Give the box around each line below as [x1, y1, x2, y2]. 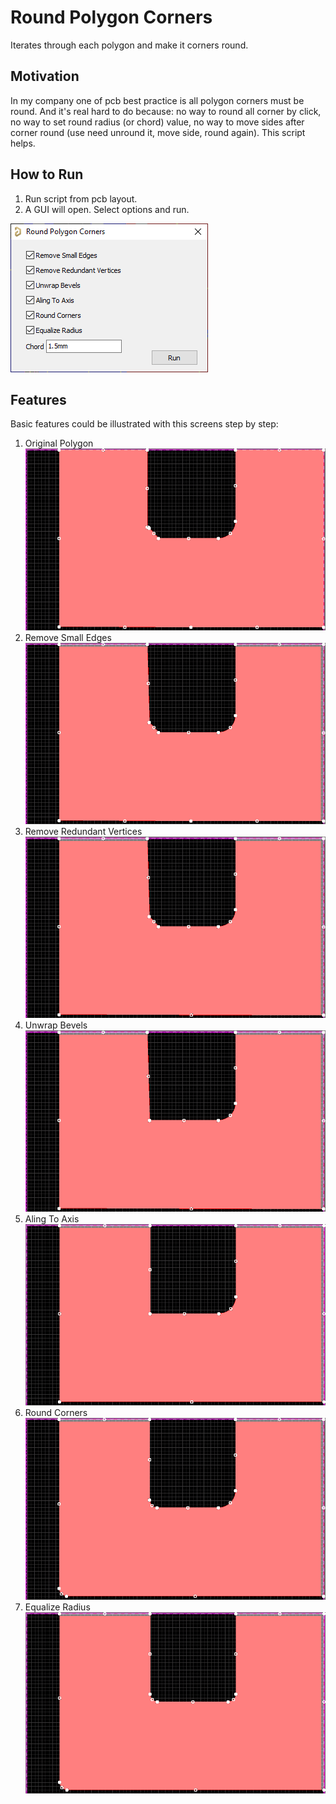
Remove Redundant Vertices [24, 825, 143, 837]
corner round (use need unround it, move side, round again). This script [10, 126, 306, 138]
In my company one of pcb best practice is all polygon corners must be [10, 94, 305, 106]
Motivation [10, 68, 80, 85]
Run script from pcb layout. [24, 192, 138, 205]
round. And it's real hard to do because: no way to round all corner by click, [10, 105, 322, 117]
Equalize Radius [24, 1601, 91, 1613]
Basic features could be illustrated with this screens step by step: [10, 418, 279, 430]
